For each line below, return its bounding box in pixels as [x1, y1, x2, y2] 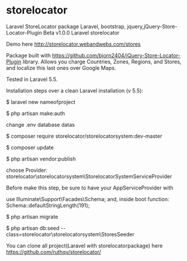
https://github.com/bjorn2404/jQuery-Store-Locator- [52, 52, 181, 59]
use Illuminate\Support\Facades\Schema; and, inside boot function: [6, 195, 169, 202]
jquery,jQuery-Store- [127, 23, 178, 30]
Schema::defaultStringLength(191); [6, 202, 90, 209]
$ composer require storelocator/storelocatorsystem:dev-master [6, 133, 163, 140]
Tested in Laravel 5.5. [6, 76, 58, 83]
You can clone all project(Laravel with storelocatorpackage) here [6, 242, 163, 249]
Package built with [6, 52, 51, 59]
